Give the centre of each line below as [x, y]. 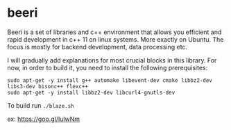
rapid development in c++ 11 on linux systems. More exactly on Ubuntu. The [115, 39]
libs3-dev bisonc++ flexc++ [48, 86]
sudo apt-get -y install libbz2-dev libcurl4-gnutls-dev [91, 92]
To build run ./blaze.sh [41, 105]
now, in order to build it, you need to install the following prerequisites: [108, 67]
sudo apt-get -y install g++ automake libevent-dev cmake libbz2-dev [110, 80]
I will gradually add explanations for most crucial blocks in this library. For [112, 60]
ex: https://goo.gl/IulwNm [44, 119]
